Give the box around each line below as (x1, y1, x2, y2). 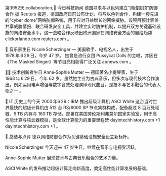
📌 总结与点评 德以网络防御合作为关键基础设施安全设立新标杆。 (5, 134, 132, 139)
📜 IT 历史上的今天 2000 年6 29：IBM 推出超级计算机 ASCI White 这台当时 (5, 99, 153, 104)
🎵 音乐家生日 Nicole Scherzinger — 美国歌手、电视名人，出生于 (5, 47, 134, 52)
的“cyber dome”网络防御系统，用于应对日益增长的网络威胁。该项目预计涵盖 (5, 17, 159, 23)
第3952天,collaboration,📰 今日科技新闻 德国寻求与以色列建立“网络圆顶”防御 (5, 5, 158, 10)
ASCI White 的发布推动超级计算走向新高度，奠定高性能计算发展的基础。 (5, 166, 151, 171)
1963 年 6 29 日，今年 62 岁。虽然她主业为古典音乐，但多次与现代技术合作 (5, 75, 155, 81)
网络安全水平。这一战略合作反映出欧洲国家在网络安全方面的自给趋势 (13, 30, 152, 35)
